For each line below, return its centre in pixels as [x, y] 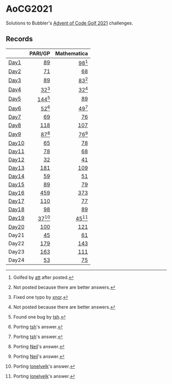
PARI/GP [40, 53]
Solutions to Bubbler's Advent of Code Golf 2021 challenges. [69, 23]
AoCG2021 [29, 9]
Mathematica [71, 53]
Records [19, 39]
